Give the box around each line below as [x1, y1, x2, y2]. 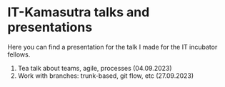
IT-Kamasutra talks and [7, 4, 150, 21]
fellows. [7, 50, 31, 59]
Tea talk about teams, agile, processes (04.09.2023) [17, 64, 173, 72]
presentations [7, 19, 93, 35]
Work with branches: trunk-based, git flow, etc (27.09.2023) [17, 71, 194, 80]
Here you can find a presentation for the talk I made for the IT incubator [7, 42, 218, 51]
